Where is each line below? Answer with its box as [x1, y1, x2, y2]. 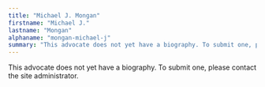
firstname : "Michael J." [8, 19, 90, 27]
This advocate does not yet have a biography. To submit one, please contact [8, 62, 257, 72]
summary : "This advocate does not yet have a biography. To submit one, [8, 41, 252, 49]
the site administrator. [8, 71, 79, 81]
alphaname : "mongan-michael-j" [8, 33, 111, 42]
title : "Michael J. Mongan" [8, 11, 101, 20]
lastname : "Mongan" [8, 26, 73, 34]
